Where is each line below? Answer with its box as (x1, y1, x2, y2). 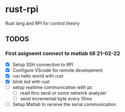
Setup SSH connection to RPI (12, 62, 73, 68)
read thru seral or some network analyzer (20, 90, 107, 96)
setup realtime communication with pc (12, 84, 93, 90)
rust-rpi (5, 4, 39, 15)
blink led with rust (12, 78, 50, 84)
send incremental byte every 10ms (20, 96, 92, 101)
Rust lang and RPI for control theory (5, 20, 80, 26)
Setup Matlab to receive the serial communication (12, 101, 116, 107)
